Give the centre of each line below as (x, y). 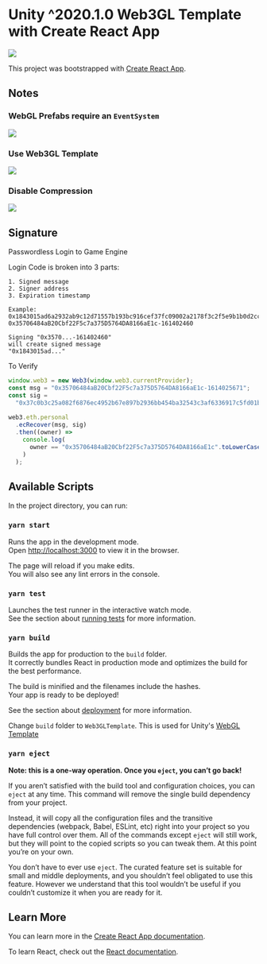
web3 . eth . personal (39, 418)
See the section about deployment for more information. (100, 710)
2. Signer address (39, 289)
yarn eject (29, 754)
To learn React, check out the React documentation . (93, 952)
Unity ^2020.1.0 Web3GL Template (125, 15)
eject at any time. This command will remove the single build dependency (130, 794)
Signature (33, 232)
